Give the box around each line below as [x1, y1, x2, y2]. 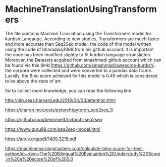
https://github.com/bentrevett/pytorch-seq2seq [5, 116, 103, 122]
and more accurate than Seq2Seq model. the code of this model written [5, 41, 152, 47]
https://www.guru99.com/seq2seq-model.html [5, 126, 101, 132]
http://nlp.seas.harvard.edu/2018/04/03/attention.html [5, 97, 116, 103]
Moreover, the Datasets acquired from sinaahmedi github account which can [5, 57, 162, 63]
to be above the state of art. [5, 78, 62, 84]
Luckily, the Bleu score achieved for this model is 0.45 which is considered [5, 73, 158, 79]
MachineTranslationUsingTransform [5, 3, 157, 15]
